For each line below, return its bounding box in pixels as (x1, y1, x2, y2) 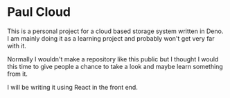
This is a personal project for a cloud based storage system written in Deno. (7, 27, 224, 35)
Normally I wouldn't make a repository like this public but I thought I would (7, 55, 219, 63)
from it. (7, 70, 28, 78)
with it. (7, 41, 26, 50)
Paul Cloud (7, 4, 71, 20)
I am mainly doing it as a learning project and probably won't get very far (7, 34, 215, 42)
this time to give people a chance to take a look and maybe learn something (7, 62, 223, 70)
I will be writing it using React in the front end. (7, 83, 139, 91)
